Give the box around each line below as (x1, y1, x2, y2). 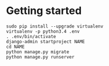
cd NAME (6, 44, 25, 50)
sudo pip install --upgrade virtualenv (6, 23, 104, 29)
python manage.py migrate (6, 48, 69, 55)
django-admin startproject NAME (6, 39, 85, 44)
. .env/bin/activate (6, 33, 57, 39)
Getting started (6, 4, 82, 18)
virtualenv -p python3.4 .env (6, 28, 80, 34)
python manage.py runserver (6, 54, 75, 60)
